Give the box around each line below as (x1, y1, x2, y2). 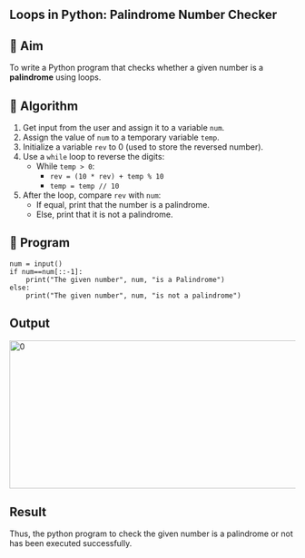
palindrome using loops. (9, 72, 102, 83)
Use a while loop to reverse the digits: (22, 152, 165, 162)
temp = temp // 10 (49, 181, 120, 191)
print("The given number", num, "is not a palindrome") (25, 290, 242, 300)
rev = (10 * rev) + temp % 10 (49, 172, 164, 181)
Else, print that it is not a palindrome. (35, 209, 174, 220)
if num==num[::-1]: (9, 267, 84, 276)
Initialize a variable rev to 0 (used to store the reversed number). (22, 142, 264, 152)
